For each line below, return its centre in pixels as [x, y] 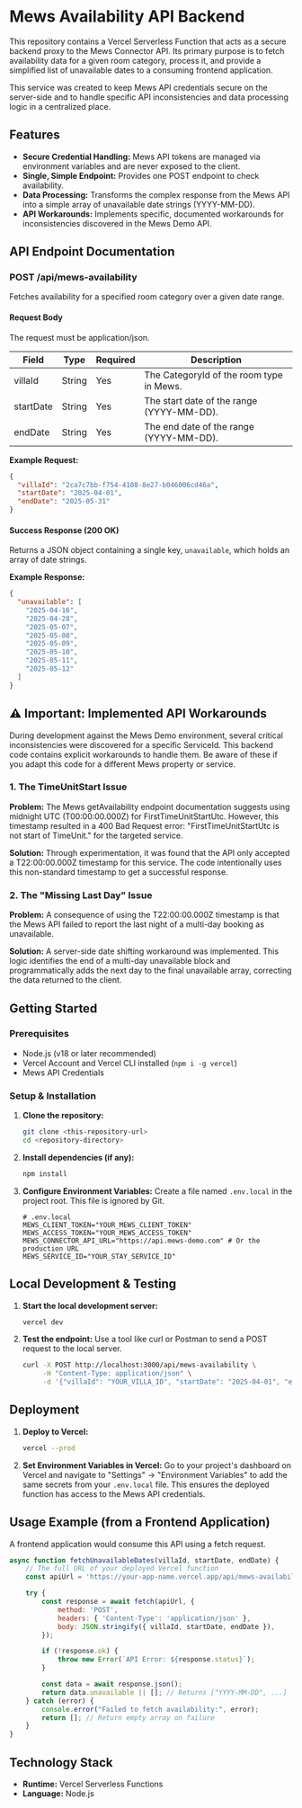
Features [35, 135]
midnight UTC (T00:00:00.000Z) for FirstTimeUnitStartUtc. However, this [144, 816]
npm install [44, 1174]
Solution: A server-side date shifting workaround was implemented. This [144, 951]
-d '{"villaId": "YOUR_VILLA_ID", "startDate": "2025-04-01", [161, 1382]
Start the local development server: [90, 1305]
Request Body [36, 317]
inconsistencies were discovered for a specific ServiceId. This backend [142, 744]
